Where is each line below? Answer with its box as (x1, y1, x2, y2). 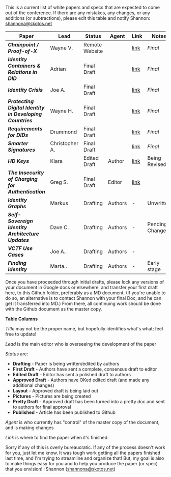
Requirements (8, 125, 43, 132)
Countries (8, 117, 33, 124)
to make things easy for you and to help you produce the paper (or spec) (5, 461, 158, 466)
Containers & (8, 62, 41, 69)
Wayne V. (50, 44, 73, 51)
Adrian (50, 66, 66, 72)
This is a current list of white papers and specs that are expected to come (5, 5, 160, 10)
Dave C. (50, 224, 69, 231)
